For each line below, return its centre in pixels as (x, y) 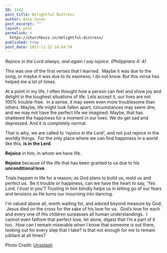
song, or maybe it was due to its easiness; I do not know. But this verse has (82, 76)
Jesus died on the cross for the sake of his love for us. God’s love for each (83, 208)
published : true (22, 42)
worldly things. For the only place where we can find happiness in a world (82, 138)
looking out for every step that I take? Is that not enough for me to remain (80, 230)
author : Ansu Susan (25, 19)
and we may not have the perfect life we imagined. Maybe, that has (74, 112)
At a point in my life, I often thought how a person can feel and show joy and (83, 91)
